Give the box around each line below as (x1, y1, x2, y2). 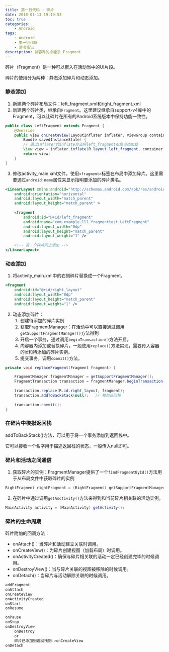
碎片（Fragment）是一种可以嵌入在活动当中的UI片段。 (5, 64, 118, 70)
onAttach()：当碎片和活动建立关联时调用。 (12, 541, 101, 547)
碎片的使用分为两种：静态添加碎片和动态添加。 (5, 74, 102, 80)
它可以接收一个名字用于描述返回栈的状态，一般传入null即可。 (5, 443, 132, 449)
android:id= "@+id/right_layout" (14, 288, 82, 293)
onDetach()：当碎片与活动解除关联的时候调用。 (12, 573, 111, 579)
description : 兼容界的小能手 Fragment (5, 49, 81, 54)
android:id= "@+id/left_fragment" (23, 215, 94, 220)
